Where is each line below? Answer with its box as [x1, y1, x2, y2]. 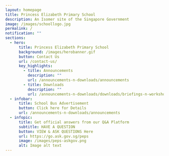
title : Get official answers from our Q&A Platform [18, 119, 129, 125]
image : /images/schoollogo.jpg [5, 21, 71, 27]
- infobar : [10, 96, 33, 101]
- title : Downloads [23, 82, 64, 87]
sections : [5, 36, 26, 41]
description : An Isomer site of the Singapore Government [5, 17, 129, 22]
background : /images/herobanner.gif [18, 49, 96, 54]
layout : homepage [5, 7, 42, 13]
